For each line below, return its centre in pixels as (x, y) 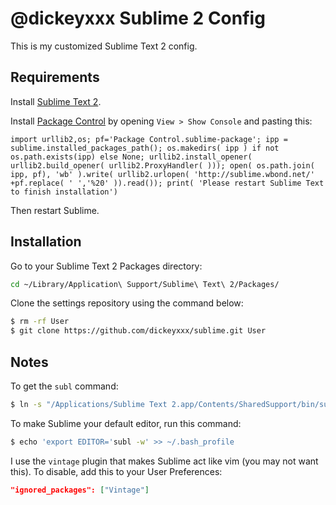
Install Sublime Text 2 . (56, 101)
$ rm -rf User (40, 322)
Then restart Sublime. (55, 210)
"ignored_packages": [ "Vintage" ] (80, 490)
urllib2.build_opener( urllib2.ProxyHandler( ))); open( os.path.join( (162, 165)
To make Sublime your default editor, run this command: (126, 423)
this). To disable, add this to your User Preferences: (116, 471)
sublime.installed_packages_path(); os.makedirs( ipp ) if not (145, 148)
